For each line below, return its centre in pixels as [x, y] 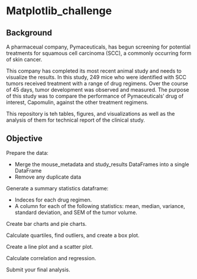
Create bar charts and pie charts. [46, 223]
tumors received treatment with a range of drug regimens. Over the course [97, 83]
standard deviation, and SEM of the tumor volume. [76, 212]
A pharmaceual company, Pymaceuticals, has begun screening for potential [98, 47]
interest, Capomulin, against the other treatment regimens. [77, 102]
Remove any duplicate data [48, 177]
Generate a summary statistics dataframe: [57, 188]
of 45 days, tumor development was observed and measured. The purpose [98, 90]
